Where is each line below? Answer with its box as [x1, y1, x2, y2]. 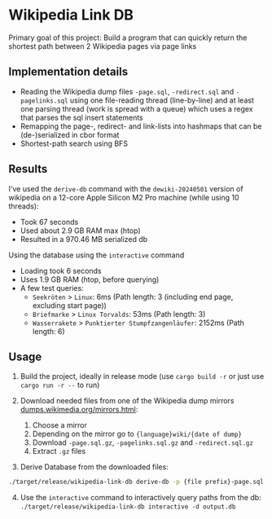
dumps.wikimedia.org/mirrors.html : [20, 405, 138, 415]
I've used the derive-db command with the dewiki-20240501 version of [8, 183, 243, 193]
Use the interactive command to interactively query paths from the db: [20, 493, 262, 503]
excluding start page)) [32, 300, 107, 310]
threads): [8, 201, 39, 211]
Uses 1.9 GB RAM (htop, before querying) [20, 275, 160, 284]
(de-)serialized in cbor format [20, 130, 120, 139]
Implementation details [8, 65, 129, 79]
